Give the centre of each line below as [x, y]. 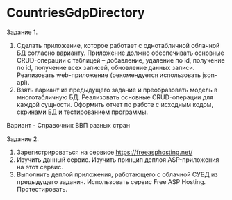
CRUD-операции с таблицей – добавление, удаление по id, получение [121, 60]
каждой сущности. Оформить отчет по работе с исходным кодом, [115, 104]
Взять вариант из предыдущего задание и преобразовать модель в [117, 90]
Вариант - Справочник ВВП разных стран [68, 125]
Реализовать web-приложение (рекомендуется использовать [109, 75]
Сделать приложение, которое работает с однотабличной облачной [118, 45]
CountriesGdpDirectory [76, 13]
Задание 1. [22, 32]
